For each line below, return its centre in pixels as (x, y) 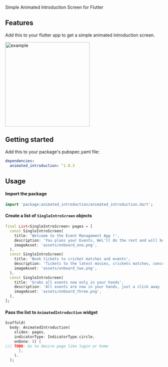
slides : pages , (30, 332)
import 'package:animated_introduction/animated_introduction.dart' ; (79, 204)
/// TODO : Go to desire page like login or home (57, 346)
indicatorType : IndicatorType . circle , (54, 337)
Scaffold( (15, 323)
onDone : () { (28, 341)
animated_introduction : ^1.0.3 (42, 165)
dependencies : (20, 161)
